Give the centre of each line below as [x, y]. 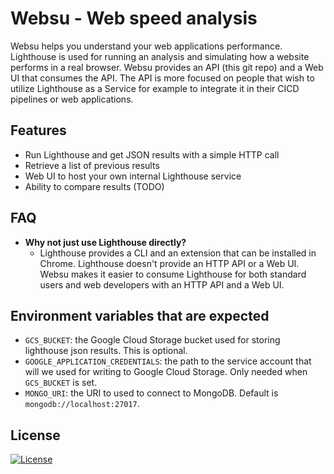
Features [38, 130]
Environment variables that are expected [140, 315]
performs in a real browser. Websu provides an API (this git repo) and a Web [167, 67]
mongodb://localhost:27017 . [82, 404]
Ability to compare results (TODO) [94, 186]
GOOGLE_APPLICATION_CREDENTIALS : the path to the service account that [168, 361]
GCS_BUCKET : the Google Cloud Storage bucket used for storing [152, 340]
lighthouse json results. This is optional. [106, 351]
